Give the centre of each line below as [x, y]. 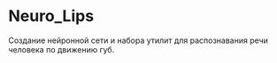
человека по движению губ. [62, 49]
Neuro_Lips [51, 16]
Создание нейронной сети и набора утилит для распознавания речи [138, 40]
